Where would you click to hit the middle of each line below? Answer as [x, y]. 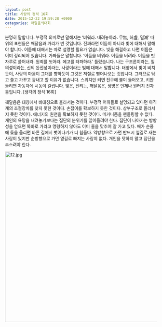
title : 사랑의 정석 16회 [27, 14]
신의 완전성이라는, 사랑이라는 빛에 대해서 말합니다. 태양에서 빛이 [87, 68]
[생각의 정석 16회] [40, 92]
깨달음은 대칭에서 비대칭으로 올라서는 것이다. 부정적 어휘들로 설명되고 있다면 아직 [81, 102]
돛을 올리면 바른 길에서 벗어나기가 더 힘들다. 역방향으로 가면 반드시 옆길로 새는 [83, 132]
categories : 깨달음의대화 [28, 23]
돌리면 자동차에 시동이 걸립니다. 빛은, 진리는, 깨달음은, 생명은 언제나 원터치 [75, 86]
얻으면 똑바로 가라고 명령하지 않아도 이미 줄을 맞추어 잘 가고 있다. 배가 [79, 126]
